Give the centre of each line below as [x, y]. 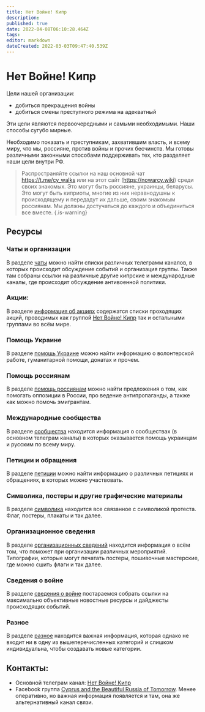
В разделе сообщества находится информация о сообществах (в [92, 431]
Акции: [18, 298]
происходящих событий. [39, 606]
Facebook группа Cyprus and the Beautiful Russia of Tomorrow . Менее [106, 689]
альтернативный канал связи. [54, 702]
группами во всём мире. [39, 324]
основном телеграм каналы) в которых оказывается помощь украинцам [102, 438]
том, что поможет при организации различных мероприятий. [87, 551]
